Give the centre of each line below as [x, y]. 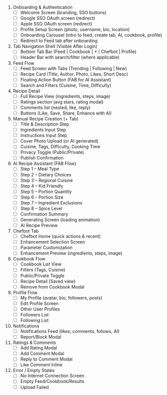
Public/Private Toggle [42, 275]
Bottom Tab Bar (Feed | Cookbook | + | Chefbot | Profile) [78, 51]
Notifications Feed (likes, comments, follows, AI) [70, 331]
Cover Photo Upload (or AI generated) [59, 141]
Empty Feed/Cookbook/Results [52, 381]
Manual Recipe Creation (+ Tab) [46, 119]
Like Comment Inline [41, 365]
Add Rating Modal [39, 348]
